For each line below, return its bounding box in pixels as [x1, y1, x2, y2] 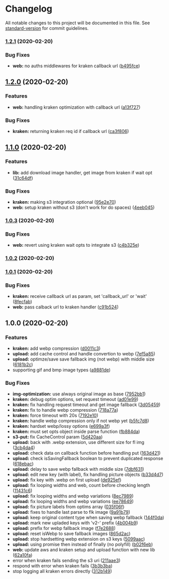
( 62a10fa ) [12, 552, 33, 558]
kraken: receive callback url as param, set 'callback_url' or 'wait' [12, 293, 147, 299]
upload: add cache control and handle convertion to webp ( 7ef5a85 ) [12, 351, 155, 357]
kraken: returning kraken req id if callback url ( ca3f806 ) [12, 128, 129, 135]
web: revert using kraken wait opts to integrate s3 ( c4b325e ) [12, 242, 140, 248]
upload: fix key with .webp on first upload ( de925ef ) [12, 477, 122, 483]
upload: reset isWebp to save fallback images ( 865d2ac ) [12, 530, 131, 537]
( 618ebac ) [12, 461, 34, 467]
